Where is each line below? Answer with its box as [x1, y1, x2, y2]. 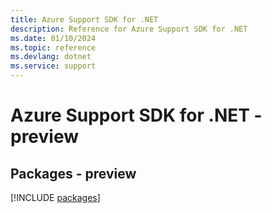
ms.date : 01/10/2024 [10, 33, 97, 43]
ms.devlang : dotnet [10, 52, 92, 62]
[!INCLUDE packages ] [10, 192, 101, 203]
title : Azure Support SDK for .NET [10, 14, 159, 25]
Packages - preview [10, 165, 137, 182]
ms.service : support [10, 61, 97, 71]
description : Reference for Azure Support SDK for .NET [10, 24, 248, 34]
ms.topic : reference [10, 42, 97, 53]
